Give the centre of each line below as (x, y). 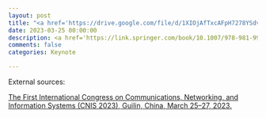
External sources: (37, 82)
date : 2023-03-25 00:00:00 (53, 30)
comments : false (35, 45)
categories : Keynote (42, 52)
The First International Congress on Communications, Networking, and (123, 97)
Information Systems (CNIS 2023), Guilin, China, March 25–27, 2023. (120, 105)
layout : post (30, 15)
